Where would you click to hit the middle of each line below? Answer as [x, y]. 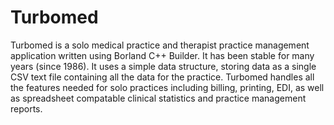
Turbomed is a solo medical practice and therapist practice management [160, 45]
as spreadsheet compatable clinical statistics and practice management [158, 98]
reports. [26, 108]
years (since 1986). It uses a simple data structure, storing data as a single [163, 66]
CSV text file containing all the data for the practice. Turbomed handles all [162, 77]
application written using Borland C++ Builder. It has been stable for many [162, 55]
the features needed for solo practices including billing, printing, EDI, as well [167, 87]
